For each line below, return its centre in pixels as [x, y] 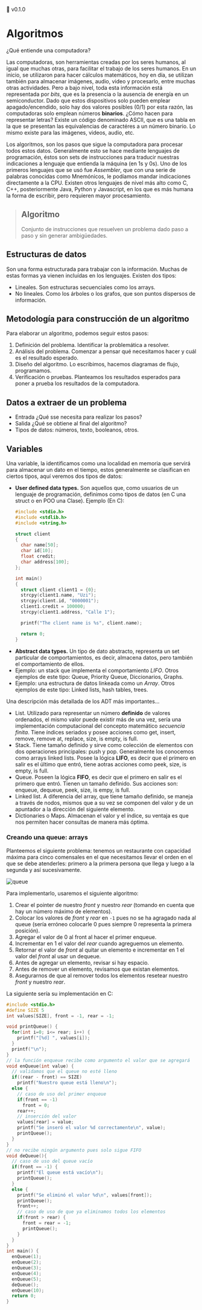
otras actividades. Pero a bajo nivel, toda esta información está [84, 87]
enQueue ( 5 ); [27, 1279]
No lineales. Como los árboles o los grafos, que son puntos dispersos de [105, 293]
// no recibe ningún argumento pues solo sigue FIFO [74, 1150]
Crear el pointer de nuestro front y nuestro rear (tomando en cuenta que [105, 905]
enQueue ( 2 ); [27, 1262]
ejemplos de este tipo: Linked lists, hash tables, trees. [81, 689]
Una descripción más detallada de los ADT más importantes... [83, 701]
